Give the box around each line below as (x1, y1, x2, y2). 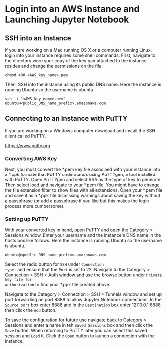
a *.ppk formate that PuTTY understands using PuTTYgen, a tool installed (5, 172, 156, 177)
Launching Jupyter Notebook (5, 14, 129, 25)
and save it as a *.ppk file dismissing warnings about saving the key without (5, 193, 161, 199)
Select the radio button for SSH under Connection (5, 261, 104, 267)
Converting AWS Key (5, 155, 57, 162)
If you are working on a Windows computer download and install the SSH (5, 127, 156, 133)
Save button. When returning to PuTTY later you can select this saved (5, 328, 147, 334)
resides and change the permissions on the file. (5, 63, 103, 69)
